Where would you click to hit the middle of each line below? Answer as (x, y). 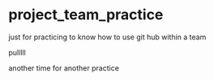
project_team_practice (86, 15)
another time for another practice (64, 68)
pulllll (17, 52)
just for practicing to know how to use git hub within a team (107, 37)
